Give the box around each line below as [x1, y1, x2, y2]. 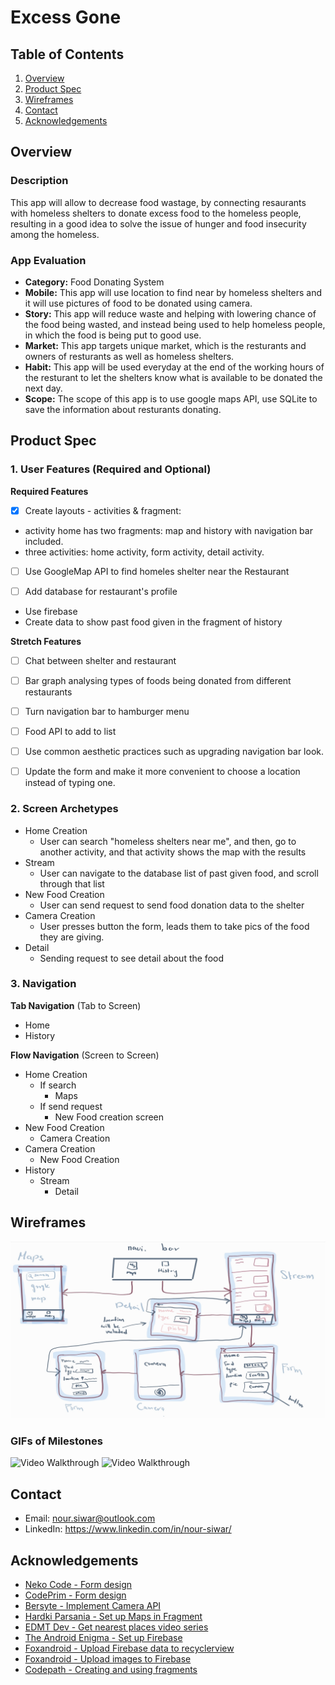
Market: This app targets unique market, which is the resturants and [24, 339, 307, 351]
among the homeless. [10, 228, 100, 240]
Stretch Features [10, 635, 82, 647]
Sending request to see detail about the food [39, 952, 224, 964]
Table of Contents [10, 46, 125, 63]
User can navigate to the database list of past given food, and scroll [39, 867, 319, 879]
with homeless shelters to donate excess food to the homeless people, [10, 207, 302, 219]
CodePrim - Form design [24, 1589, 127, 1601]
